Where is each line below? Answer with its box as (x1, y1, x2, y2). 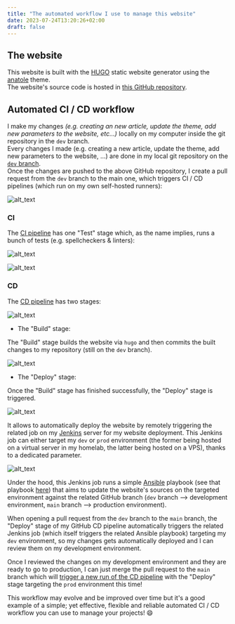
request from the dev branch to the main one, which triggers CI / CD (7, 174, 203, 183)
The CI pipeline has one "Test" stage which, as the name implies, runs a (7, 229, 215, 238)
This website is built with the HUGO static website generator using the (7, 68, 210, 77)
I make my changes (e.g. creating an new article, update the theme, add (7, 122, 216, 130)
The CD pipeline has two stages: (7, 297, 102, 306)
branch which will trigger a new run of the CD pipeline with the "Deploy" (7, 572, 216, 580)
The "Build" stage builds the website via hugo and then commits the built (7, 338, 216, 346)
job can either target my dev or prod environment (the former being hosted (7, 436, 222, 444)
